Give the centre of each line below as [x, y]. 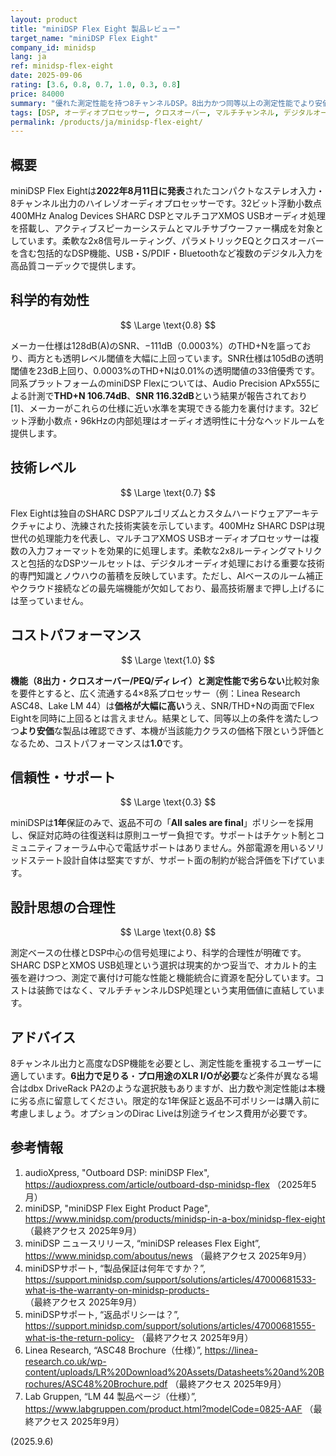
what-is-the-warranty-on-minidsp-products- [117, 1290]
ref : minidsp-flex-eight [62, 66]
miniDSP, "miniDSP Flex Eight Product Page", [117, 1208]
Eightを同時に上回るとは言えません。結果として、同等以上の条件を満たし [160, 718]
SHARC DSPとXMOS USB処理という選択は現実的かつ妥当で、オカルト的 [159, 965]
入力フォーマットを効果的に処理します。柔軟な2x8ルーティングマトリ [170, 550]
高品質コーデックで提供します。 [76, 266]
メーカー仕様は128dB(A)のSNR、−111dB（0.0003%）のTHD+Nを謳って [156, 345]
